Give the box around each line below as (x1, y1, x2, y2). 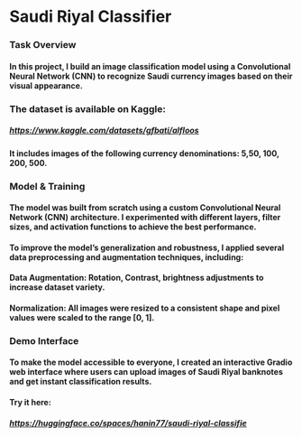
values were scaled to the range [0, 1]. (9, 311, 155, 322)
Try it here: (9, 397, 51, 407)
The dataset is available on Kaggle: (9, 102, 167, 115)
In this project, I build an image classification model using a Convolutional (9, 60, 291, 71)
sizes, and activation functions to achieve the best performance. (9, 221, 257, 232)
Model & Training (9, 180, 86, 192)
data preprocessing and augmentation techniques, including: (9, 251, 244, 263)
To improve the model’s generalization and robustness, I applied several (9, 242, 285, 253)
